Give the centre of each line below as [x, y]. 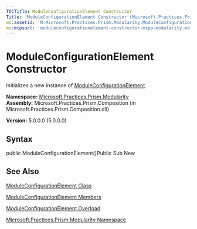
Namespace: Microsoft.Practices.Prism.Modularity [67, 97]
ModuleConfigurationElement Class [49, 186]
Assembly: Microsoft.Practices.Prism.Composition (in [71, 103]
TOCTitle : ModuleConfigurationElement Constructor [69, 11]
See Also [23, 171]
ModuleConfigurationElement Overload [53, 208]
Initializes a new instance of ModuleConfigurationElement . [76, 86]
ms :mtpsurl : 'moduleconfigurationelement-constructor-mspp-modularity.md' [99, 28]
